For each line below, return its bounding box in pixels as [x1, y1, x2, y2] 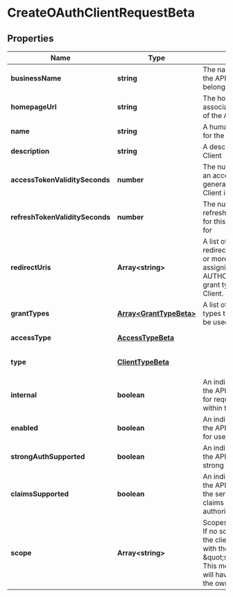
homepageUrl [10, 102, 57, 112]
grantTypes [10, 309, 50, 318]
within [202, 403, 223, 412]
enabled [10, 423, 38, 432]
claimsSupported [10, 489, 69, 498]
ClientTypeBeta [116, 358, 170, 367]
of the [202, 111, 222, 120]
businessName [10, 74, 62, 83]
